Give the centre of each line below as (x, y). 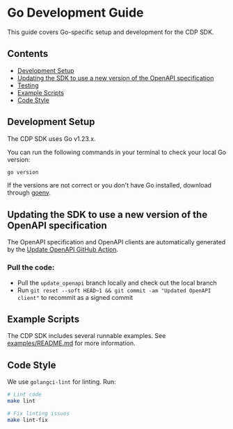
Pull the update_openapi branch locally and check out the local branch (117, 283)
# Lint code (24, 395)
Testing (28, 85)
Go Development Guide (75, 13)
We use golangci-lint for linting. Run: (62, 382)
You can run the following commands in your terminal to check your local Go (117, 152)
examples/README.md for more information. (71, 343)
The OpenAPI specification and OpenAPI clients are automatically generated (116, 242)
